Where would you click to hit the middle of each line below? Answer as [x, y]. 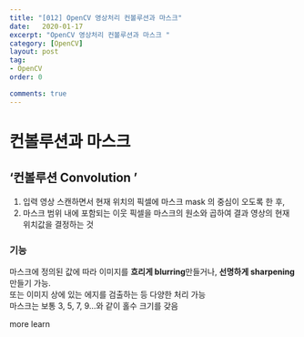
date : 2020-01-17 [46, 26]
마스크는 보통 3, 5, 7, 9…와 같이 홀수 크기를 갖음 [94, 305]
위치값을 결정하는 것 [58, 224]
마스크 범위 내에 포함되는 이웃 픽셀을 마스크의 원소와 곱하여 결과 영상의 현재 [156, 213]
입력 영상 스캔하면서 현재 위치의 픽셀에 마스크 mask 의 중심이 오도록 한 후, [153, 201]
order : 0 [26, 77]
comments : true [38, 93]
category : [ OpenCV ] [46, 43]
